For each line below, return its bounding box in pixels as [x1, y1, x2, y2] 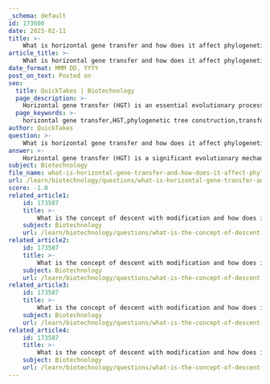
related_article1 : [8, 191, 70, 200]
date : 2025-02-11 [8, 27, 67, 35]
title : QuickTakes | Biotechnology [15, 86, 135, 95]
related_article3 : [8, 281, 70, 290]
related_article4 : [8, 326, 70, 334]
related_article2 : [8, 237, 70, 245]
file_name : [8, 169, 45, 177]
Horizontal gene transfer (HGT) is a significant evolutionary [22, 154, 239, 162]
